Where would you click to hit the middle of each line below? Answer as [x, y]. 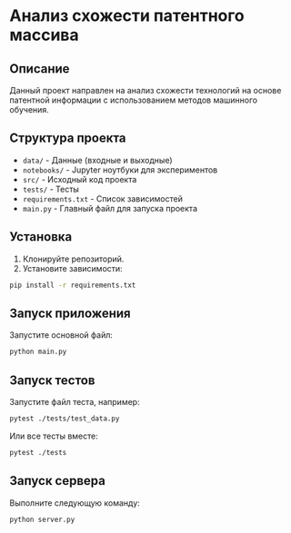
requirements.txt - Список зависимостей [103, 198]
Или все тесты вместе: [54, 436]
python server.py [42, 519]
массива [44, 35]
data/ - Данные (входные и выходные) [97, 160]
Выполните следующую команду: [75, 503]
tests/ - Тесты [51, 189]
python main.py [38, 352]
